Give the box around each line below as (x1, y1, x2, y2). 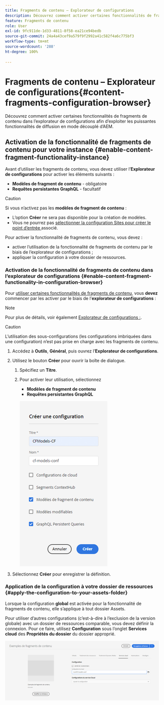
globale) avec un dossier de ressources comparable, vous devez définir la (5, 620, 154, 626)
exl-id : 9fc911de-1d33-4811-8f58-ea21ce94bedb (5, 28, 102, 34)
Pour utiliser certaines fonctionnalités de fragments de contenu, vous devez (5, 290, 158, 296)
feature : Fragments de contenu (5, 18, 69, 23)
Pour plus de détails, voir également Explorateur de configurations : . (5, 314, 142, 320)
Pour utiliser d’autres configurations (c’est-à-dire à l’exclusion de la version (5, 615, 156, 621)
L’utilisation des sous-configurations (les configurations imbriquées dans (5, 333, 152, 339)
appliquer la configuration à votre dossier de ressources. (12, 254, 126, 260)
